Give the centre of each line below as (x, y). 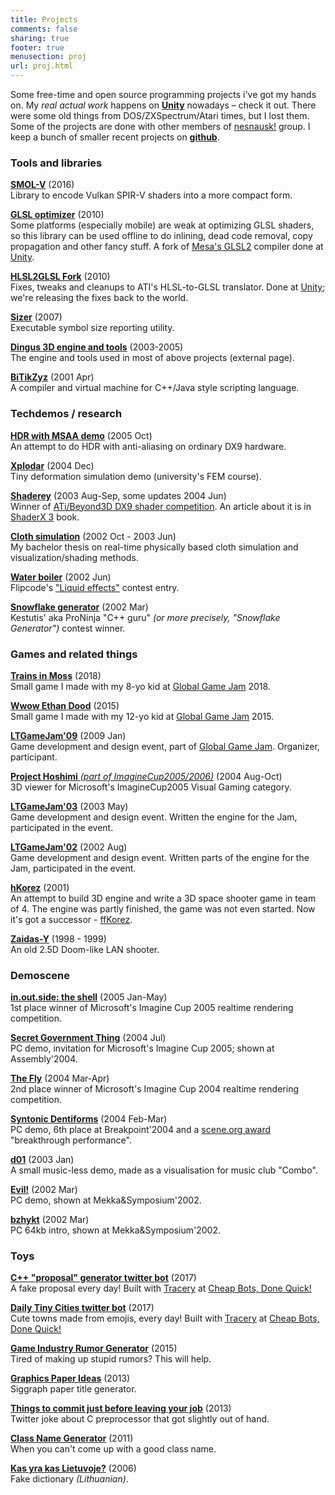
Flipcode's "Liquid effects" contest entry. (95, 587)
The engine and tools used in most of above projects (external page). (152, 358)
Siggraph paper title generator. (73, 1389)
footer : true (37, 47)
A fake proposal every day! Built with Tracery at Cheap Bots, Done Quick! (161, 1288)
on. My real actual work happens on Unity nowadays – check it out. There (163, 105)
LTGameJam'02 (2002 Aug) (69, 847)
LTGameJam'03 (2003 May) (69, 806)
